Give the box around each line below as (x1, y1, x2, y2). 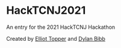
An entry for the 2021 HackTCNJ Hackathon (6, 23, 116, 31)
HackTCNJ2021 (6, 4, 86, 17)
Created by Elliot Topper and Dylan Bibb (6, 35, 105, 42)
